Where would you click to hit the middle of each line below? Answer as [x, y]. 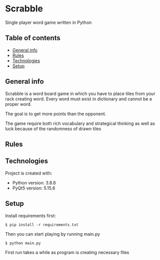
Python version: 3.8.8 [34, 182]
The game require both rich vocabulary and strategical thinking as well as [80, 123]
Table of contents [33, 38]
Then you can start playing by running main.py [53, 234]
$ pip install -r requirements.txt [42, 225]
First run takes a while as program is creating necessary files [67, 252]
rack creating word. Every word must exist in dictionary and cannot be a [79, 99]
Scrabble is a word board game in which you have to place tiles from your [80, 93]
